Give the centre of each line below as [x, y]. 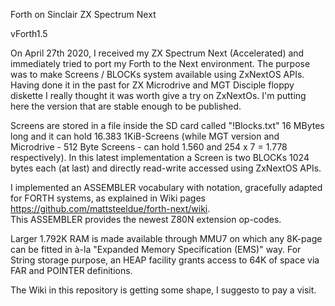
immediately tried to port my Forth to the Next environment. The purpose [160, 63]
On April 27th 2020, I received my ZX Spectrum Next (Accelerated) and [157, 53]
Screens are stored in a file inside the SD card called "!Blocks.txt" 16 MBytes [167, 125]
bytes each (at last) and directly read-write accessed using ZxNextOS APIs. [166, 168]
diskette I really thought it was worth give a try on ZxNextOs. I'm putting [158, 95]
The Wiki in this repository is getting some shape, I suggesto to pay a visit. [163, 290]
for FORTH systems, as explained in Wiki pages [108, 198]
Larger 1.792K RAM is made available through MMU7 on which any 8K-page [166, 238]
